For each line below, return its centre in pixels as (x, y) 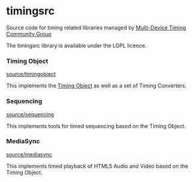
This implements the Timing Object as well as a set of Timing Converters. (96, 86)
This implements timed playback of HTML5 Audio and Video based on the (97, 166)
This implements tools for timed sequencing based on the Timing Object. (96, 126)
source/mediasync (29, 154)
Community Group (29, 34)
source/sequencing (30, 114)
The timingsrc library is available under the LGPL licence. (76, 45)
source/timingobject (31, 74)
